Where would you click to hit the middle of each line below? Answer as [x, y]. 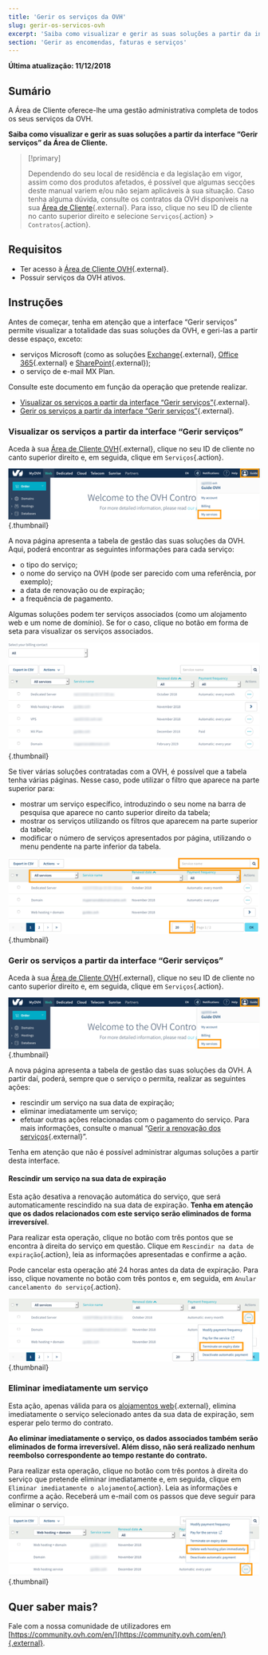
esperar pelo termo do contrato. [61, 1422]
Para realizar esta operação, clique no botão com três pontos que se [121, 1237]
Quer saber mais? [53, 1607]
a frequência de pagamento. [66, 599]
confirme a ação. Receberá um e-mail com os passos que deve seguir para [132, 1496]
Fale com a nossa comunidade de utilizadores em [90, 1626]
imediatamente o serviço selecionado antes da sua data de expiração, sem [131, 1414]
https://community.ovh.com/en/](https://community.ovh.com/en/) [118, 1635]
